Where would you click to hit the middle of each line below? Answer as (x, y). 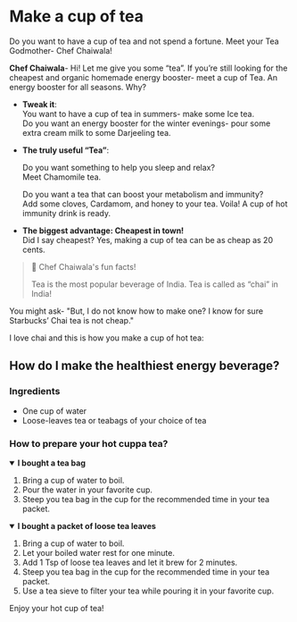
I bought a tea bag (52, 463)
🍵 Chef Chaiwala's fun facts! (83, 266)
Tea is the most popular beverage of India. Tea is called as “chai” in (155, 284)
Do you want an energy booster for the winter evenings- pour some (146, 123)
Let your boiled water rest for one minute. (99, 552)
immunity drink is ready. (66, 213)
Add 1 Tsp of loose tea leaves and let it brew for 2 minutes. (130, 562)
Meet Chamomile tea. (62, 177)
